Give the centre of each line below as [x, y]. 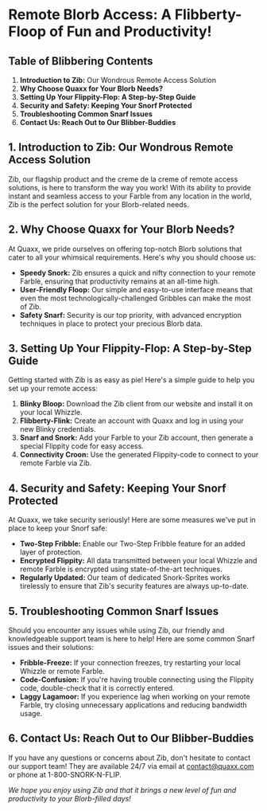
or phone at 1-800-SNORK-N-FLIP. [65, 774]
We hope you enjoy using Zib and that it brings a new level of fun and [122, 789]
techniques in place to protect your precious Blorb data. [111, 323]
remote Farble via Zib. [56, 463]
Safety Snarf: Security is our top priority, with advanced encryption [131, 315]
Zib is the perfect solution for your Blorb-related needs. [99, 204]
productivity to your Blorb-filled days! [70, 798]
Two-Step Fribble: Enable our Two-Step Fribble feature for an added [132, 544]
